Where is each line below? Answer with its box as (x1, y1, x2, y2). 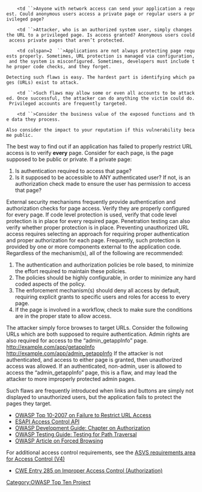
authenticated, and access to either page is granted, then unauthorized (6, 356, 182, 363)
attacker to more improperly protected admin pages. (6, 376, 136, 382)
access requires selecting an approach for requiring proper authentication (6, 230, 189, 238)
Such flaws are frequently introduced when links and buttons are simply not (6, 387, 194, 394)
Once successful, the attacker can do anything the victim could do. (17, 95, 195, 101)
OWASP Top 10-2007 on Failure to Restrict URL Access (14, 412, 151, 418)
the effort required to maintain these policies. (14, 268, 127, 274)
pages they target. (6, 400, 52, 407)
